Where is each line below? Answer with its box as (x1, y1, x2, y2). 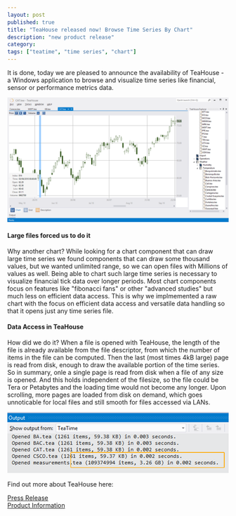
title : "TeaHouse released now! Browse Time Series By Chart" (7, 26, 193, 33)
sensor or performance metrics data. (7, 84, 114, 91)
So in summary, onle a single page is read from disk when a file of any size (7, 368, 223, 376)
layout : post (7, 11, 46, 18)
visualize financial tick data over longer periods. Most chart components (7, 277, 216, 285)
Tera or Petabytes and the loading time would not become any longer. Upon (7, 383, 227, 391)
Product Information (7, 501, 65, 509)
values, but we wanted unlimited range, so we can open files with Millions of (7, 262, 228, 270)
